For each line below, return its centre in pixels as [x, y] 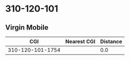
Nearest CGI [80, 42]
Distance [111, 42]
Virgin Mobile [27, 27]
